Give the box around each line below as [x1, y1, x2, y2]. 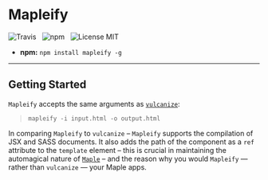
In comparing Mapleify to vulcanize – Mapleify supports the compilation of [8, 128, 254, 138]
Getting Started [8, 78, 87, 92]
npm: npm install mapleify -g [19, 47, 122, 57]
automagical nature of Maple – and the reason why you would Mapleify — [8, 154, 249, 163]
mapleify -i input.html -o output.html [27, 114, 161, 123]
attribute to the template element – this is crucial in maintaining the [8, 145, 227, 155]
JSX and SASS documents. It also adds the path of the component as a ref [8, 137, 255, 147]
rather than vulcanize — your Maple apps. [8, 162, 148, 172]
